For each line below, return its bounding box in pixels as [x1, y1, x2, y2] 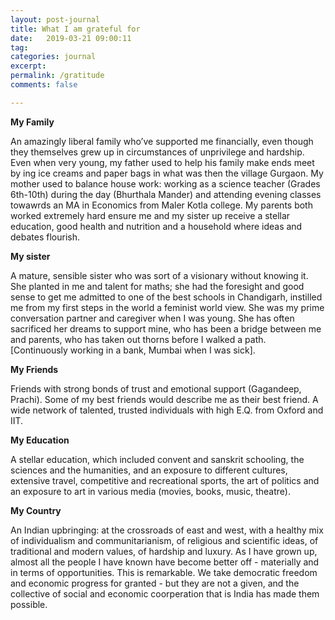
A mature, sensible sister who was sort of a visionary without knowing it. [10, 269, 309, 281]
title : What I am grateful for [10, 24, 141, 34]
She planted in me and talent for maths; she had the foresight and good [10, 280, 305, 292]
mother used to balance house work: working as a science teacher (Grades [10, 177, 321, 190]
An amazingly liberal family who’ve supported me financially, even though [10, 135, 314, 147]
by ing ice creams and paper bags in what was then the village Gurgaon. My [10, 167, 324, 179]
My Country [10, 504, 62, 516]
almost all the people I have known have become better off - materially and [10, 556, 320, 568]
